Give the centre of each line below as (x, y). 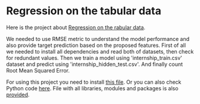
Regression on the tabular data (84, 11)
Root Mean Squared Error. (38, 70)
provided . (18, 94)
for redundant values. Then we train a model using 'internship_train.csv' (94, 58)
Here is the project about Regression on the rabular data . (76, 27)
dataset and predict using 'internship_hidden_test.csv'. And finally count (95, 64)
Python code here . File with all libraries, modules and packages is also (92, 88)
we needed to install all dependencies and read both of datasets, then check (100, 51)
